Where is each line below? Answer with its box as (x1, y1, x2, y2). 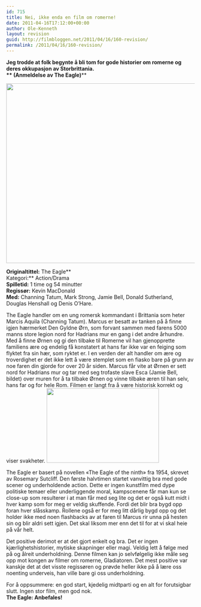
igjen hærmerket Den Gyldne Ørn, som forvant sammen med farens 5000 (6, 324, 187, 331)
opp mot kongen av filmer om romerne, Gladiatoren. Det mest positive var (6, 557, 188, 564)
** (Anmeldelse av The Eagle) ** (6, 71, 87, 78)
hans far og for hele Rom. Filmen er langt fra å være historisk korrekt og (6, 381, 183, 388)
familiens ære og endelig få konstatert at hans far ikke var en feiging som (6, 343, 187, 351)
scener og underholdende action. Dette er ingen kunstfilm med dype (6, 481, 175, 488)
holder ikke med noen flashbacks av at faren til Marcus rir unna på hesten (6, 513, 188, 520)
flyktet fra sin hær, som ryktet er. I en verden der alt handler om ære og (6, 349, 181, 357)
